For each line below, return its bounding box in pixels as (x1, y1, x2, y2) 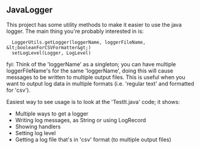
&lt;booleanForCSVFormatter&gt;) (6, 44, 91, 50)
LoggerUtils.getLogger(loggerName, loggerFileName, (12, 39, 146, 45)
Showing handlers (15, 123, 61, 130)
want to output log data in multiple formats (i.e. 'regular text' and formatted (6, 80, 195, 87)
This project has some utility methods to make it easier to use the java (6, 21, 182, 28)
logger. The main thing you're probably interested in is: (6, 27, 145, 35)
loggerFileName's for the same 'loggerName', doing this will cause (6, 67, 174, 74)
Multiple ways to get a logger (15, 109, 88, 117)
